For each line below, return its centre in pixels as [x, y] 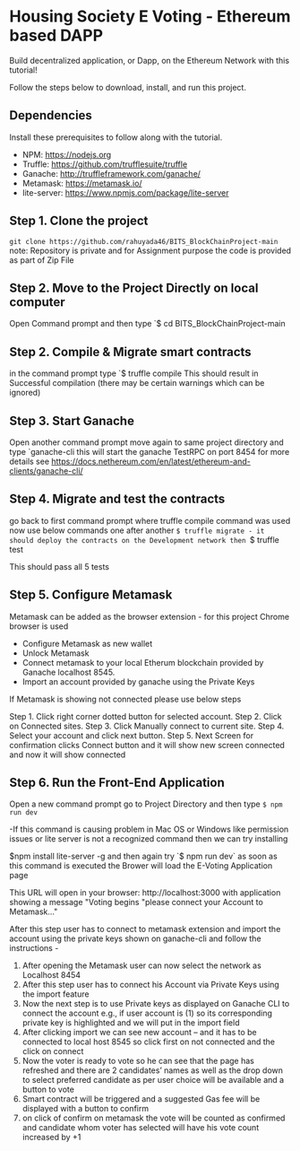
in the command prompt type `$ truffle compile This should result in [134, 373]
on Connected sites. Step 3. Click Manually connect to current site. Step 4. [147, 726]
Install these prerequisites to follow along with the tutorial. [116, 137]
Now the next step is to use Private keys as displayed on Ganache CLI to [156, 1004]
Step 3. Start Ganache [72, 420]
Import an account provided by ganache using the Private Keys [138, 681]
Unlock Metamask [56, 653]
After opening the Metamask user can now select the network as [141, 965]
